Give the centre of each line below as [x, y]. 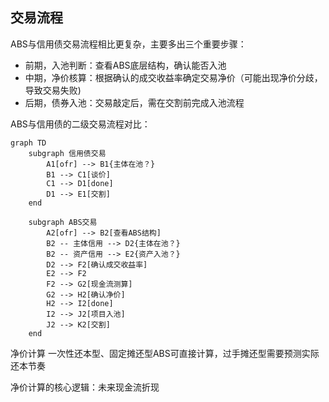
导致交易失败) [53, 90]
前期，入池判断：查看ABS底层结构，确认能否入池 [125, 65]
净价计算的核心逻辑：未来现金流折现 [85, 387]
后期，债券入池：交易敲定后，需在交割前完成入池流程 [134, 102]
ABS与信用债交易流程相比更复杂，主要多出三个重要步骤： [128, 44]
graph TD [28, 143]
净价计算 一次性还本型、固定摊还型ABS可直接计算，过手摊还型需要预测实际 [165, 353]
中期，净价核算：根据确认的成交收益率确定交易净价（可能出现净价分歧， [173, 77]
